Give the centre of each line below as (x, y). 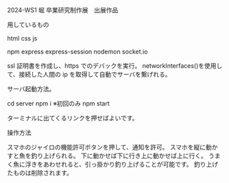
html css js (22, 38)
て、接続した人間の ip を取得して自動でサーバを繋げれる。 (89, 74)
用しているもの (28, 25)
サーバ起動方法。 (31, 89)
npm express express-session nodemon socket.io (77, 51)
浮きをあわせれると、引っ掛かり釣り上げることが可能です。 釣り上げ (121, 164)
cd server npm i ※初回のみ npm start (58, 103)
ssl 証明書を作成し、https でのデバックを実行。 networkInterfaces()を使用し (115, 66)
